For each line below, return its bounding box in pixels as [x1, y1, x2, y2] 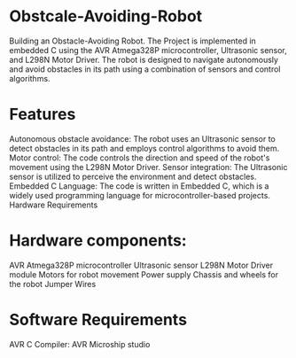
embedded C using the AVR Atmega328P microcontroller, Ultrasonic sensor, [9, 44, 288, 55]
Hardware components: [9, 230, 188, 251]
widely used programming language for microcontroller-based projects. [9, 190, 270, 200]
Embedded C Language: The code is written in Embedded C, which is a [9, 180, 269, 191]
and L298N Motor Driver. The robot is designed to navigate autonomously [9, 54, 279, 65]
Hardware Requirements [9, 199, 98, 210]
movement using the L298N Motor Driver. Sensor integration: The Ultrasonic [9, 161, 288, 172]
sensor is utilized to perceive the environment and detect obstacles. [9, 171, 257, 182]
